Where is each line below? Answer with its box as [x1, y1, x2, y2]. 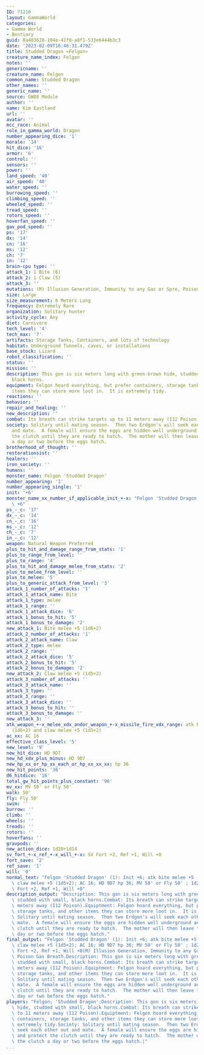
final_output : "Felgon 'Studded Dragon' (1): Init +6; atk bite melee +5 [6, 936, 197, 943]
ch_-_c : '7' [6, 529, 36, 535]
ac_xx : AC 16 [6, 733, 39, 739]
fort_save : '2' [6, 857, 45, 864]
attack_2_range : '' [6, 648, 56, 654]
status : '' [6, 360, 34, 366]
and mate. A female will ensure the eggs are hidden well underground [12, 427, 197, 434]
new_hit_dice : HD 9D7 [6, 750, 61, 756]
